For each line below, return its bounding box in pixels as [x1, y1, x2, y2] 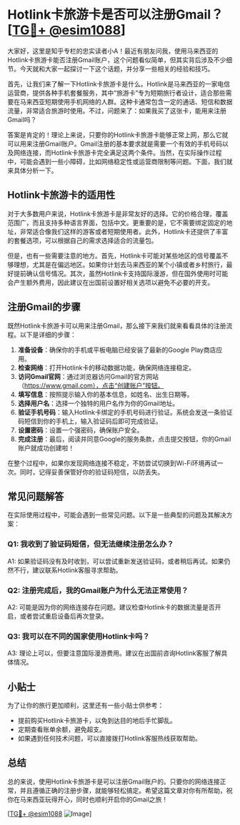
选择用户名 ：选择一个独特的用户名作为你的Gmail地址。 [17, 399, 179, 408]
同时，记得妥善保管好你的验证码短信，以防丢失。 [19, 467, 164, 476]
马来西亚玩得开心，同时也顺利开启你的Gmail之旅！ [19, 795, 169, 804]
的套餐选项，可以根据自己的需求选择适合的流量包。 [7, 236, 158, 245]
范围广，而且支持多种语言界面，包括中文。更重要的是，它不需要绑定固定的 [7, 218, 226, 227]
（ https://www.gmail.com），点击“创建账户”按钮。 [17, 381, 164, 390]
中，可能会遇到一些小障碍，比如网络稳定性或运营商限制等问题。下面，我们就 [7, 157, 233, 166]
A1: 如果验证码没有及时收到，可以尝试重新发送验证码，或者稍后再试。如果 [7, 557, 224, 565]
